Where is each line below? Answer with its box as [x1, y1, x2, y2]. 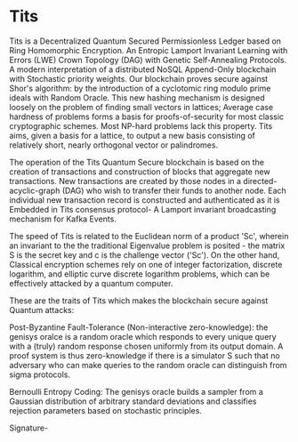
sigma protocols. [9, 369, 71, 380]
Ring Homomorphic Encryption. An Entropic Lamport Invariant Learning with [9, 44, 288, 55]
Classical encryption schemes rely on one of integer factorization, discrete [9, 259, 283, 269]
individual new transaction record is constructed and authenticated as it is [9, 194, 280, 205]
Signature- [9, 422, 49, 433]
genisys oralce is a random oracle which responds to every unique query [9, 331, 278, 342]
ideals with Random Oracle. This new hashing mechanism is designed [9, 92, 265, 103]
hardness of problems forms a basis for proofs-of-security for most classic [9, 111, 285, 122]
